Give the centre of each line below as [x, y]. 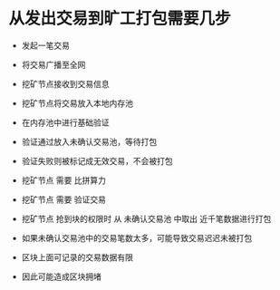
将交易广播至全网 [53, 64]
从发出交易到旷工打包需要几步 [120, 19]
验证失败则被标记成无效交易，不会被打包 [97, 160]
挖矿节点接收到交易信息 [65, 83]
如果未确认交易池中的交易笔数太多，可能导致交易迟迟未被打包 [137, 237]
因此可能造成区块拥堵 [61, 276]
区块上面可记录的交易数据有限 [77, 257]
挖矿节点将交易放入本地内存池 [77, 103]
